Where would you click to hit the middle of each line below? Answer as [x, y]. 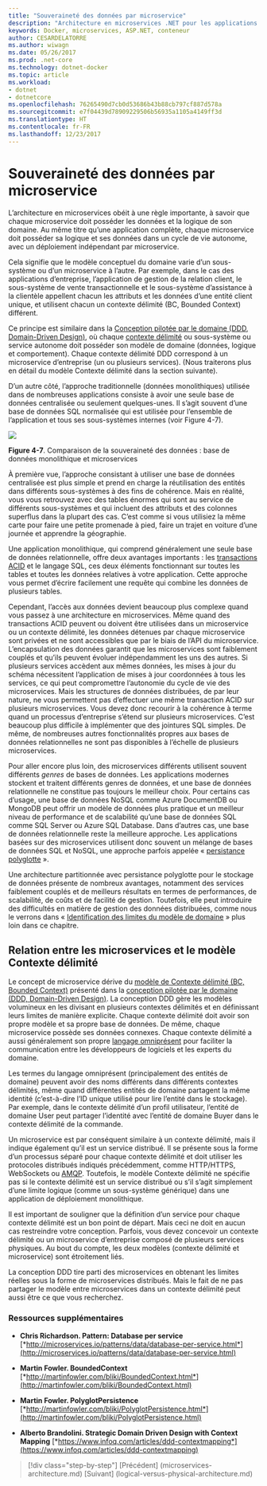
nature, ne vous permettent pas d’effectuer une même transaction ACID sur [132, 700]
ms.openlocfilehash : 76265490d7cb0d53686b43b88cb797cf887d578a [115, 104]
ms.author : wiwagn [39, 45]
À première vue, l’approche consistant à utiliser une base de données [122, 474]
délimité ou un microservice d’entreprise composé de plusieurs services [126, 1240]
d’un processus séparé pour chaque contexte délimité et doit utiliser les [125, 1157]
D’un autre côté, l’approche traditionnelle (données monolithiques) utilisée [129, 386]
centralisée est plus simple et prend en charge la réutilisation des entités [127, 482]
